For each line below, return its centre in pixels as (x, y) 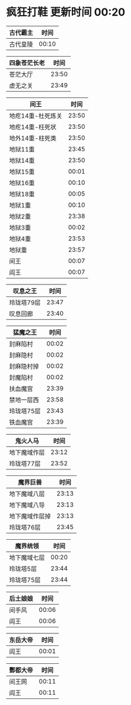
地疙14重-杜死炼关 (36, 116)
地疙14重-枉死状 (33, 127)
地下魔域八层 (27, 494)
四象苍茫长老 (27, 63)
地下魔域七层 (27, 557)
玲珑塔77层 (25, 463)
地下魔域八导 (27, 505)
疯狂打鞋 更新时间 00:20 (66, 12)
